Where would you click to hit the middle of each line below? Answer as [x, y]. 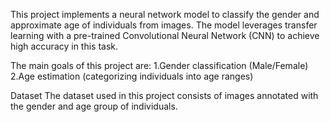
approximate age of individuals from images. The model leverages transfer [164, 25]
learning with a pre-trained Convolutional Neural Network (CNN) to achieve [165, 35]
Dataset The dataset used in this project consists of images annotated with [164, 95]
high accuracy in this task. [64, 46]
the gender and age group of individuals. [94, 106]
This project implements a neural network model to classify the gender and [165, 14]
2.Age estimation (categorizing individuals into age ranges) [132, 76]
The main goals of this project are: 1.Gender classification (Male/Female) [159, 65]
